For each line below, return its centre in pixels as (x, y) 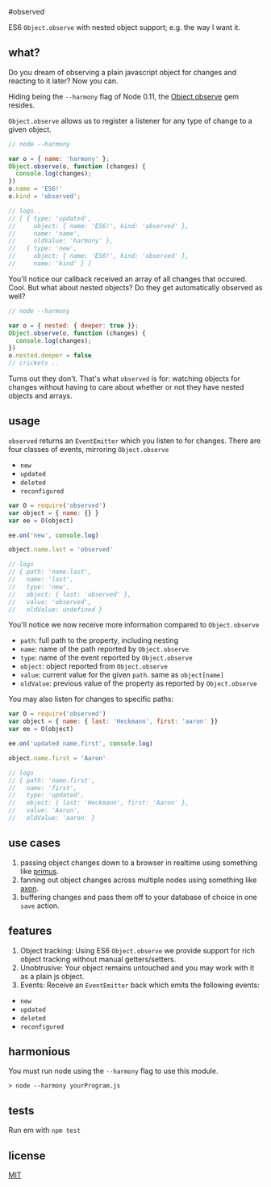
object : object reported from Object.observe (94, 666)
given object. (30, 129)
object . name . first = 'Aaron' (57, 758)
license (27, 1155)
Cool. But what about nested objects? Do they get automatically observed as (135, 287)
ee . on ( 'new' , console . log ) (54, 535)
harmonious (40, 1052)
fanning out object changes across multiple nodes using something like (138, 880)
